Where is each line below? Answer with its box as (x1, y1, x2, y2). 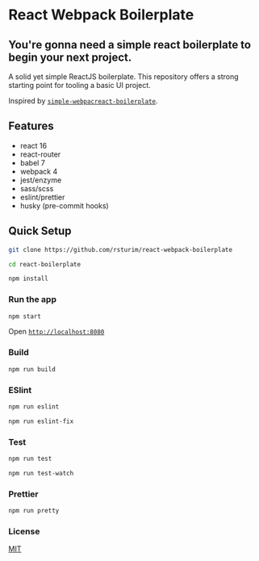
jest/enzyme (19, 175, 62, 185)
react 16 (19, 140, 47, 150)
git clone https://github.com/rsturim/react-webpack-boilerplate (8, 245, 232, 253)
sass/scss (19, 183, 54, 193)
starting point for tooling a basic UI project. (8, 81, 151, 90)
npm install (8, 274, 48, 283)
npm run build (8, 365, 56, 373)
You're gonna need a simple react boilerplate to (8, 38, 252, 52)
